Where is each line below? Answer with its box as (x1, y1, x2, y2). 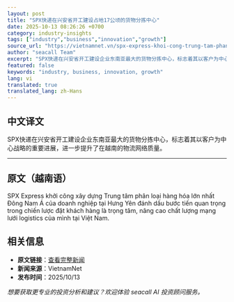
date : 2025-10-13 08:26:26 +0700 (7, 23, 104, 30)
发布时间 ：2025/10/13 (17, 273, 80, 281)
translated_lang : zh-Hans (7, 88, 82, 95)
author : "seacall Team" (7, 49, 77, 56)
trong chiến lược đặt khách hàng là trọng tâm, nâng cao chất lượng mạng (7, 206, 217, 214)
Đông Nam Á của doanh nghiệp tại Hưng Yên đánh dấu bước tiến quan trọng (7, 199, 226, 207)
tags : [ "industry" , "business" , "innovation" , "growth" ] (7, 36, 167, 43)
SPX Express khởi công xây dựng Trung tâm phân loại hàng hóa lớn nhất (7, 191, 214, 200)
